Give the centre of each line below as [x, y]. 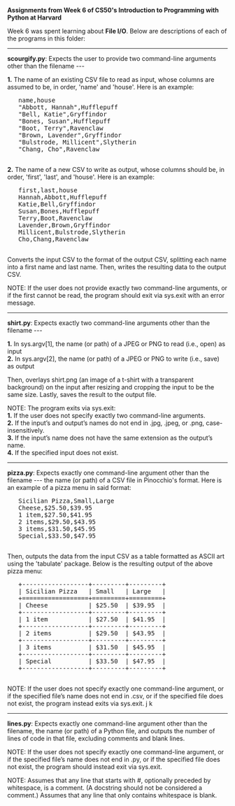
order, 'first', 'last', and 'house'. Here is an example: [81, 177]
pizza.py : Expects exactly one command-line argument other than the [108, 473]
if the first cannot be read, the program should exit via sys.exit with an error [116, 295]
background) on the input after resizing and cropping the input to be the [111, 387]
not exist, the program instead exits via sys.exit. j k [80, 703]
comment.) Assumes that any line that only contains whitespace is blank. [112, 795]
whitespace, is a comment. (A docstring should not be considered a [105, 788]
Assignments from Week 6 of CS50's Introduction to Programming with [113, 10]
